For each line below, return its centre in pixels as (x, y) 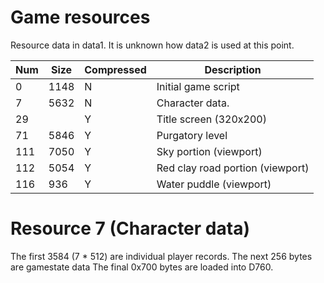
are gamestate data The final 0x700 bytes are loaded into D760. (142, 267)
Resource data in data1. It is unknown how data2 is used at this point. (152, 45)
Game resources (80, 17)
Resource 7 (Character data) (130, 228)
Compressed (115, 69)
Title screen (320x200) (211, 119)
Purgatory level (192, 135)
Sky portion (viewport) (209, 151)
